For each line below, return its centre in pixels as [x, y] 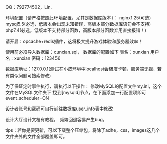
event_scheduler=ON [27, 98]
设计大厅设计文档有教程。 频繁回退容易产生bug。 [56, 119]
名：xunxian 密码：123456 [33, 58]
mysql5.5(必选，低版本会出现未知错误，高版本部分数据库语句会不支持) [78, 24]
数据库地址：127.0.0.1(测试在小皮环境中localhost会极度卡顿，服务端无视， [81, 69]
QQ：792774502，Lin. [29, 7]
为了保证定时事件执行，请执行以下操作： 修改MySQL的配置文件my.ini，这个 [84, 86]
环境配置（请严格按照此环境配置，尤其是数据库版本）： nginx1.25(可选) [78, 18]
